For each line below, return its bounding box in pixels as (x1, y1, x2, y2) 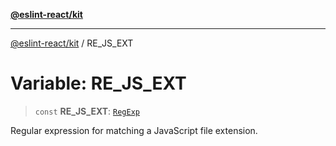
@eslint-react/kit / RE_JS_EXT (10, 37, 134, 49)
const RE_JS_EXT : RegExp (34, 105, 140, 117)
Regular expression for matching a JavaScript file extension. (10, 124, 258, 136)
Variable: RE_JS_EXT (10, 72, 187, 95)
